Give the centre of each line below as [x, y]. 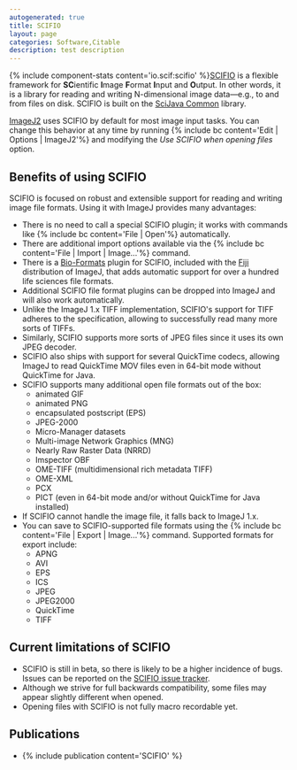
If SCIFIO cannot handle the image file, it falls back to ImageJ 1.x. [140, 516]
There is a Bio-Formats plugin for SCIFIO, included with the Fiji [135, 262]
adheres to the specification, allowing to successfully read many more [150, 319]
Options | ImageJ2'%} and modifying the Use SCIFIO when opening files [141, 140]
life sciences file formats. [68, 281]
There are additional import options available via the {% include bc [143, 243]
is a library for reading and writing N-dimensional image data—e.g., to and [144, 95]
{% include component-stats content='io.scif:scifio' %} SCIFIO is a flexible [144, 75]
